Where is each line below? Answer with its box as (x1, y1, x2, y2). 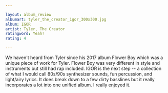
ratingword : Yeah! (5, 31, 45, 36)
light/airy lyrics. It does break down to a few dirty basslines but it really (5, 77, 155, 82)
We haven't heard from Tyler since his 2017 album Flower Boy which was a (5, 54, 163, 61)
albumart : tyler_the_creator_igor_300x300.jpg (5, 16, 107, 22)
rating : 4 (5, 36, 27, 41)
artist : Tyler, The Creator (5, 26, 66, 31)
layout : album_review (5, 12, 52, 17)
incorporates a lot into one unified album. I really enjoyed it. (5, 82, 131, 88)
